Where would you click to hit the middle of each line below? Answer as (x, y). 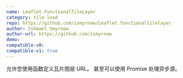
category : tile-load (32, 17)
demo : (13, 40)
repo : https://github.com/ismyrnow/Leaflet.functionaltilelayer (89, 23)
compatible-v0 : (25, 46)
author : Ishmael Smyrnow (37, 28)
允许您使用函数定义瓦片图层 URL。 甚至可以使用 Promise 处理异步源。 (93, 68)
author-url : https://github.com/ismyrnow (59, 34)
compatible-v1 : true (32, 51)
